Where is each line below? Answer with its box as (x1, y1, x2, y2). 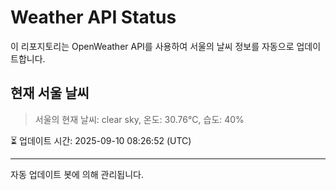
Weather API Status (10, 6, 177, 29)
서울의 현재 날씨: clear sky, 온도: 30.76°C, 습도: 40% (34, 113, 245, 125)
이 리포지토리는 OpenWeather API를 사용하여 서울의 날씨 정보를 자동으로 (10, 40, 295, 52)
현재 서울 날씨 (10, 85, 90, 102)
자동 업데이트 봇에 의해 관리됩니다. (10, 168, 144, 180)
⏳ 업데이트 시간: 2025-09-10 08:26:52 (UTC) (10, 134, 192, 146)
